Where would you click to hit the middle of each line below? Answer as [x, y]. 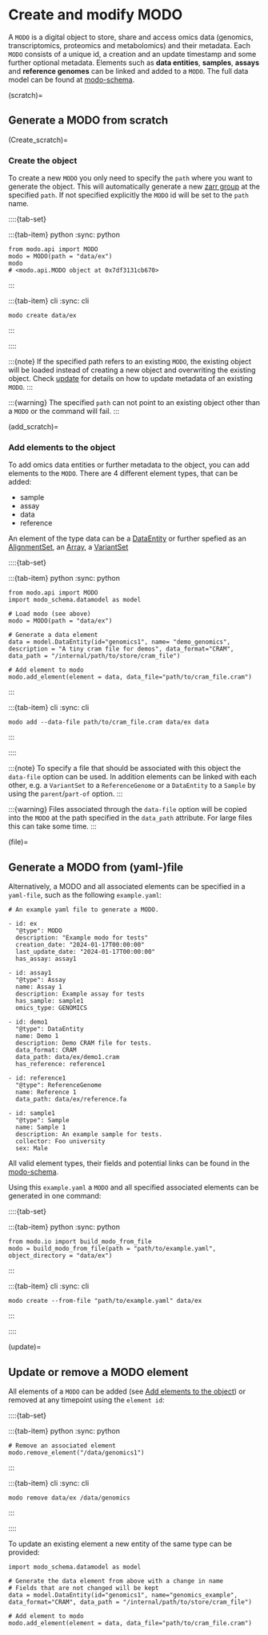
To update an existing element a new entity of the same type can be [120, 1544]
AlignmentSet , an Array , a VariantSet [68, 547]
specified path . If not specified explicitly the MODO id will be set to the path [129, 195]
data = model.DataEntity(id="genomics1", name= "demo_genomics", [119, 642]
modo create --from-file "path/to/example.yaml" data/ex [105, 1301]
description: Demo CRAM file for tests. [84, 1043]
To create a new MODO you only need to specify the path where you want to [131, 178]
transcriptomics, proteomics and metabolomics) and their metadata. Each [129, 45]
